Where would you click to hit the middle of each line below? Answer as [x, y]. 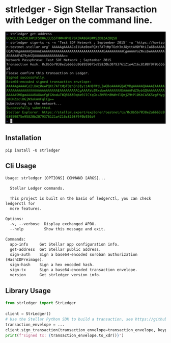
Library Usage [28, 291]
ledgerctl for [20, 204]
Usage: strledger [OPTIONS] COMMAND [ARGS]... [55, 178]
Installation [23, 138]
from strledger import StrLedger [41, 303]
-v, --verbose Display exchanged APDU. [53, 224]
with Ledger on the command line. [79, 20]
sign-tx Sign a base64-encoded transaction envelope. [74, 270]
